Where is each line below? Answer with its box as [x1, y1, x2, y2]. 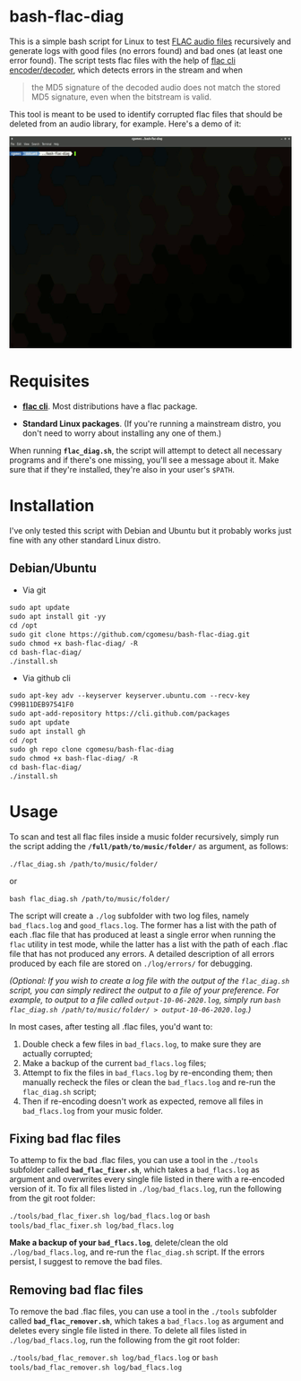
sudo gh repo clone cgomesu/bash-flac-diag [9, 744, 175, 754]
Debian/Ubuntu [9, 560, 97, 576]
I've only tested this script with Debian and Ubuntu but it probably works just [9, 525, 292, 535]
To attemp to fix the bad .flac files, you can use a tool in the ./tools [9, 1155, 259, 1166]
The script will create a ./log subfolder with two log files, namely [9, 910, 249, 921]
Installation [9, 496, 95, 517]
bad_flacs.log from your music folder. [21, 1105, 164, 1116]
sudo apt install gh [9, 726, 87, 736]
